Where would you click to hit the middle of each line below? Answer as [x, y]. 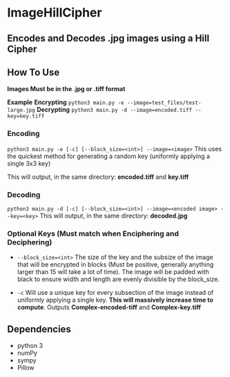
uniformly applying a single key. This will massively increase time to [115, 300]
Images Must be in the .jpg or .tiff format [66, 89]
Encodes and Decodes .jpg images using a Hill [108, 38]
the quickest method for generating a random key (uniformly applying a [109, 156]
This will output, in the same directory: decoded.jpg [114, 215]
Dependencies [39, 329]
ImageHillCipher [55, 13]
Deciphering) [30, 242]
